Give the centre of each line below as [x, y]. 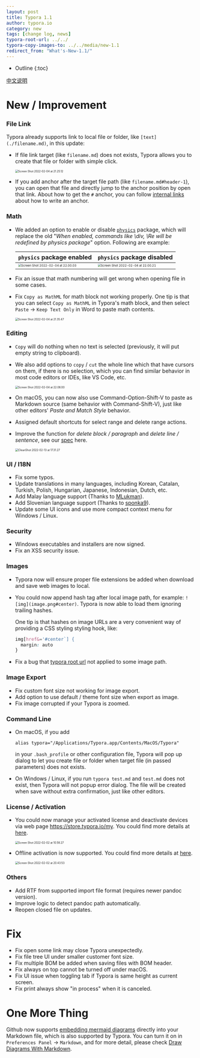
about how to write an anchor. [52, 201]
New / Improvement [56, 105]
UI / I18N [19, 464]
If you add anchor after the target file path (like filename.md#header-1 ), [102, 182]
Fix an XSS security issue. [47, 551]
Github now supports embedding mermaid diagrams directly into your [92, 1030]
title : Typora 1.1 [29, 17]
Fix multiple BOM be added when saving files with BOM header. [94, 963]
